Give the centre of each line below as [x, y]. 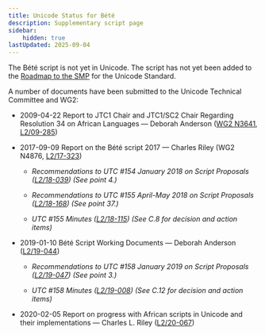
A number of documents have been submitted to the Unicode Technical [125, 91]
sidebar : [23, 30]
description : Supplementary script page [76, 23]
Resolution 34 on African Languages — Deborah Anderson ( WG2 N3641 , [138, 124]
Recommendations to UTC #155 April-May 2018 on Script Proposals [142, 195]
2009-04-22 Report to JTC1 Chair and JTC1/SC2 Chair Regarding [127, 115]
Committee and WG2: [44, 100]
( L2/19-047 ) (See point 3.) [74, 275]
